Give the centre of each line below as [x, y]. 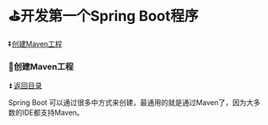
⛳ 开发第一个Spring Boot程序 [104, 16]
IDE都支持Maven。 [53, 113]
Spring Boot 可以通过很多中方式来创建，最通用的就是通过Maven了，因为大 [131, 103]
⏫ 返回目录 [25, 86]
